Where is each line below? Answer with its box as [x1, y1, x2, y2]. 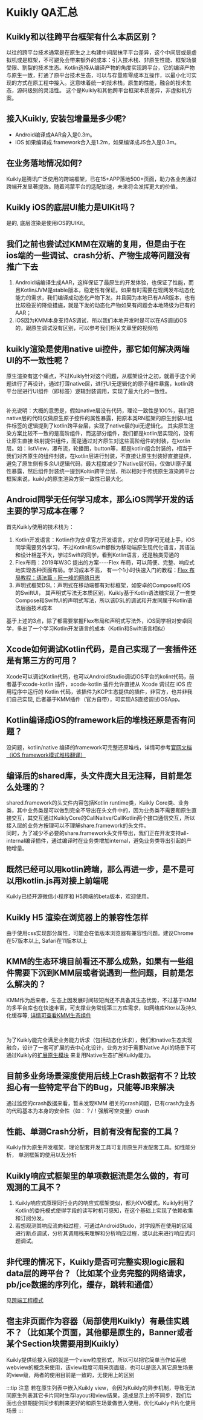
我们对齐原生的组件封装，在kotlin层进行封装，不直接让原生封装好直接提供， [6, 452, 195, 460]
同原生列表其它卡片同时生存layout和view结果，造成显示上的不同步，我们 [6, 1392, 187, 1399]
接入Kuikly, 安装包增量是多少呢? [6, 113, 127, 124]
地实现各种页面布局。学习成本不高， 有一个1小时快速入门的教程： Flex [14, 566, 188, 574]
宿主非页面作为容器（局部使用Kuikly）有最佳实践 [6, 1316, 189, 1327]
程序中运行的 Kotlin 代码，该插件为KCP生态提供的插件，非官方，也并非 [11, 688, 187, 695]
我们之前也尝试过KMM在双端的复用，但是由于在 [6, 239, 186, 249]
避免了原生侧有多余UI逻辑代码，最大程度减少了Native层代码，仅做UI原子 [6, 460, 187, 467]
